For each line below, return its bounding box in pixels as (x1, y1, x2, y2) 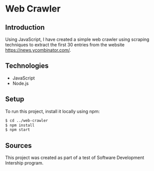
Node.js (12, 80, 29, 86)
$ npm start (5, 127, 30, 132)
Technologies (5, 61, 49, 70)
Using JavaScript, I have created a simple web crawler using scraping (5, 36, 149, 42)
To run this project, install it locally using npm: (5, 108, 100, 114)
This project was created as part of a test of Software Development (5, 154, 144, 161)
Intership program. (5, 160, 44, 166)
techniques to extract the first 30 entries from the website (5, 42, 125, 48)
